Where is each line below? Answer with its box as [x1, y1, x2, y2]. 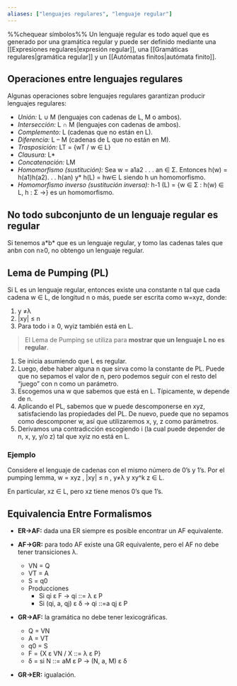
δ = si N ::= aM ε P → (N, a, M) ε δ [28, 657, 127, 665]
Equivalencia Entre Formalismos [7, 507, 152, 519]
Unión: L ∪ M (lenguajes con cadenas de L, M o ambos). [17, 113, 182, 121]
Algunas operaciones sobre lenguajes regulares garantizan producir [7, 91, 206, 100]
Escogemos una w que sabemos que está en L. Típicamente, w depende [17, 387, 230, 395]
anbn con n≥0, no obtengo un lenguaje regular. [7, 246, 145, 255]
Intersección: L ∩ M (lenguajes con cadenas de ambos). [17, 120, 181, 129]
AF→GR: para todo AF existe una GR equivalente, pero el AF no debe [17, 540, 219, 549]
